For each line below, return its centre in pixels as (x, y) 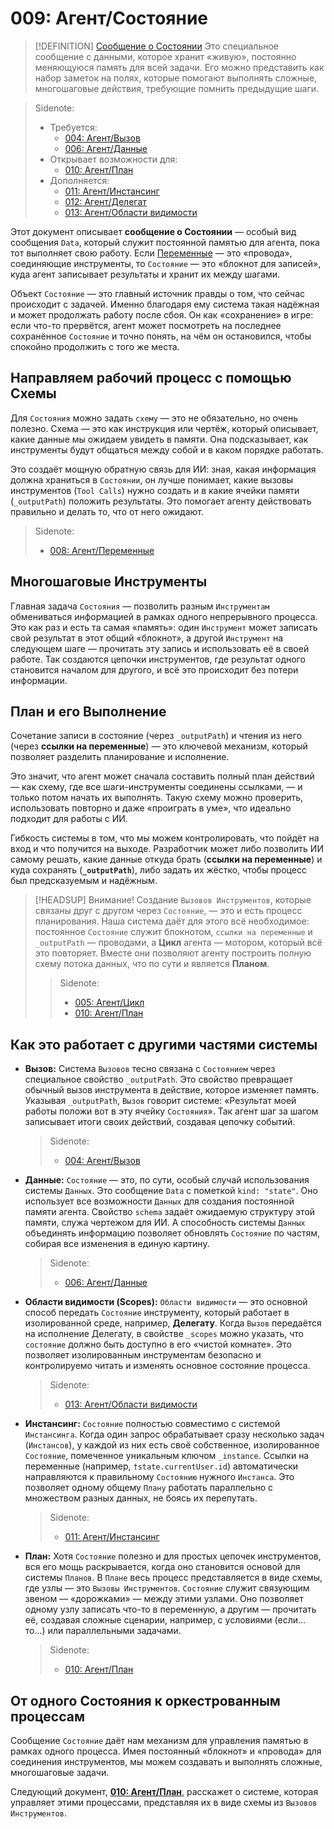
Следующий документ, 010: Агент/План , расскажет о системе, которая (164, 1791)
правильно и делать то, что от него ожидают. (107, 511)
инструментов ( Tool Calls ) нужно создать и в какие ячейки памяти (155, 490)
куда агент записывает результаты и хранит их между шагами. (145, 274)
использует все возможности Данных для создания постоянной (159, 1201)
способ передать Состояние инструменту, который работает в (157, 1313)
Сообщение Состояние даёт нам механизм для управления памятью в (159, 1740)
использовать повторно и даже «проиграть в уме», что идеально (151, 808)
